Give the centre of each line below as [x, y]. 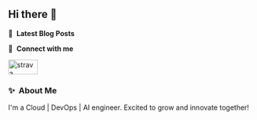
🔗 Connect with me [41, 49]
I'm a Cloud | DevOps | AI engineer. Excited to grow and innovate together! [129, 107]
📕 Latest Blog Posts [41, 33]
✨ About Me [33, 90]
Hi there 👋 [33, 15]
